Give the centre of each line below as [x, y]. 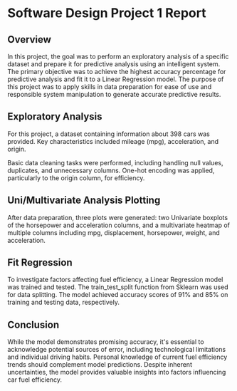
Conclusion [33, 324]
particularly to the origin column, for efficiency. [76, 178]
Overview [30, 40]
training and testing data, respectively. [63, 302]
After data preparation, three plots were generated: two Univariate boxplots [118, 217]
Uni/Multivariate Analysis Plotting [84, 200]
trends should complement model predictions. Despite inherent [100, 365]
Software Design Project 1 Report [107, 13]
